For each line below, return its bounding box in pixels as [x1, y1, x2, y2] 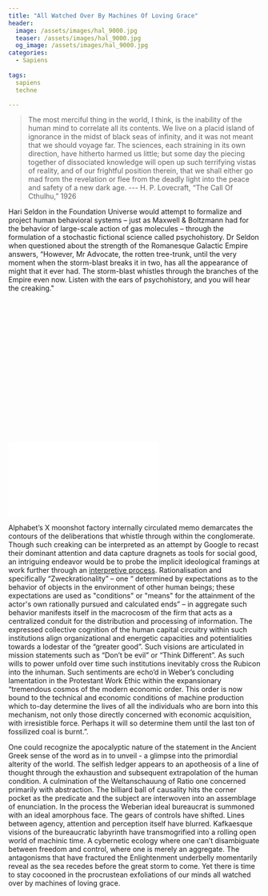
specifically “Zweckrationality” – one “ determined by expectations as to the [8, 574, 258, 583]
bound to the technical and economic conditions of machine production [8, 693, 244, 702]
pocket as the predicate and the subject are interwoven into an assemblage [8, 793, 257, 802]
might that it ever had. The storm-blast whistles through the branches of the [8, 266, 258, 276]
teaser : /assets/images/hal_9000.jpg [15, 34, 142, 42]
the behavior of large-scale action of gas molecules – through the [8, 224, 224, 234]
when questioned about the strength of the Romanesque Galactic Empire [8, 241, 249, 250]
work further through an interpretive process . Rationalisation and [8, 565, 222, 574]
